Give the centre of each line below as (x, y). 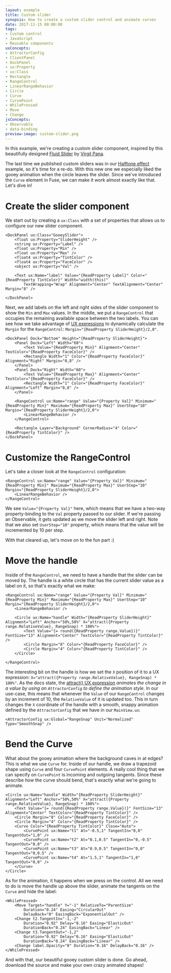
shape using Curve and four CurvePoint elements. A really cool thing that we (85, 769)
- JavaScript (19, 39)
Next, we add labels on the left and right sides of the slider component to (82, 307)
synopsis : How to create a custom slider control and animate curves (81, 19)
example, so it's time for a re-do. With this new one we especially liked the (83, 169)
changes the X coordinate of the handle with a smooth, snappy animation (82, 705)
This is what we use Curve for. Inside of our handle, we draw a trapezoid (81, 764)
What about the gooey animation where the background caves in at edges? (84, 758)
